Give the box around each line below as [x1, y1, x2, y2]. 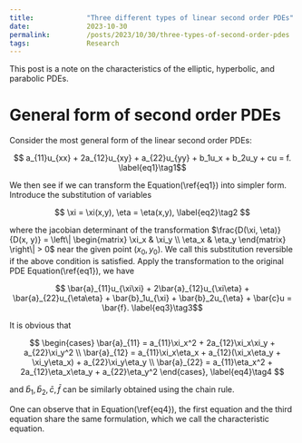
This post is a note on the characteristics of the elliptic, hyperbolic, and [9, 64, 275, 74]
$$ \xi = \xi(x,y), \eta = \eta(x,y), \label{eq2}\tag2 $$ [54, 207, 251, 218]
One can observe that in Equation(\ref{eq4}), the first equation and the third [9, 403, 293, 414]
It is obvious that [9, 320, 72, 330]
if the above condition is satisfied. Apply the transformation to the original [9, 255, 284, 266]
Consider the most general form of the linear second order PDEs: [9, 135, 252, 146]
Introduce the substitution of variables [9, 190, 152, 201]
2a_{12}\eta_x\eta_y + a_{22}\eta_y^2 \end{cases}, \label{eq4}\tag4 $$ [20, 366, 285, 377]
